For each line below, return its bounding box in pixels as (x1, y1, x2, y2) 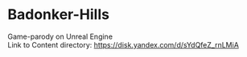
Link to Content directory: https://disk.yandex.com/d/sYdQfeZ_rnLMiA (7, 40, 239, 49)
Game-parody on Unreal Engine (7, 32, 113, 41)
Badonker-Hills (7, 6, 110, 24)
